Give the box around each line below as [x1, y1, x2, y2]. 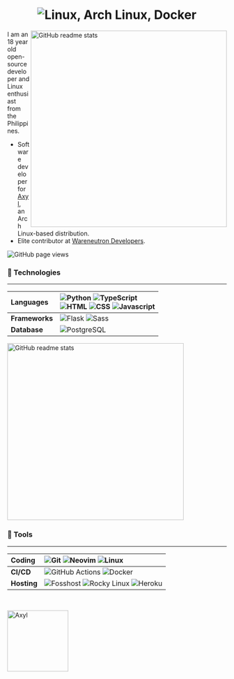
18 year [7, 37, 29, 45]
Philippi [7, 119, 29, 127]
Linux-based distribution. [17, 229, 90, 238]
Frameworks [10, 314, 54, 323]
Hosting [10, 578, 38, 588]
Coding [10, 555, 36, 565]
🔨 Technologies [7, 268, 61, 277]
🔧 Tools [7, 530, 33, 539]
